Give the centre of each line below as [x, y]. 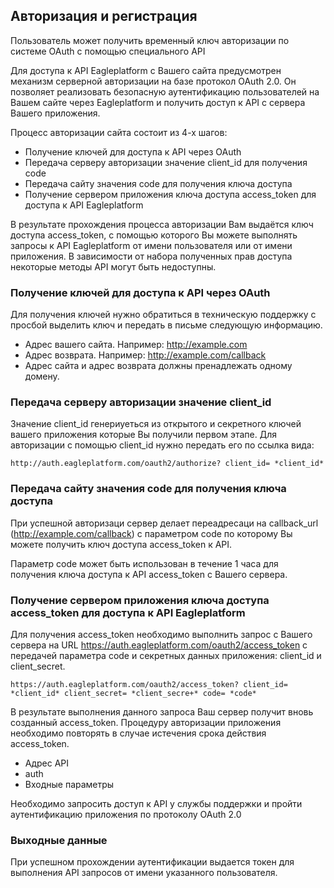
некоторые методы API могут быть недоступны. [113, 266]
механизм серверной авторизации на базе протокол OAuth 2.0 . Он [153, 81]
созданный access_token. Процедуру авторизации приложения [146, 722]
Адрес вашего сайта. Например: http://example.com [136, 345]
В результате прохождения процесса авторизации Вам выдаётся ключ [162, 224]
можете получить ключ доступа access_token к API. [121, 544]
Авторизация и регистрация [104, 16]
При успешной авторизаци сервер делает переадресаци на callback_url [164, 523]
